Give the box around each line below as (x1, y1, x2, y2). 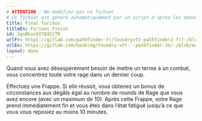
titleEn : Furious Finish (6, 25, 69, 32)
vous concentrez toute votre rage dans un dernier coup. (6, 70, 145, 78)
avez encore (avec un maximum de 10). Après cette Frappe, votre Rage (6, 95, 182, 102)
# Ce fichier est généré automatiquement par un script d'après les (6, 14, 182, 20)
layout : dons (6, 48, 39, 54)
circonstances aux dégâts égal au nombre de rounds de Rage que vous (6, 88, 183, 96)
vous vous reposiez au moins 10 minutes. (6, 108, 108, 115)
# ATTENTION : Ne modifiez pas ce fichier (6, 8, 114, 15)
